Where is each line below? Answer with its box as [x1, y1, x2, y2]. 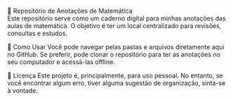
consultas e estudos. [7, 29, 68, 37]
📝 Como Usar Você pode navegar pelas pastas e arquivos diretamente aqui [7, 43, 225, 51]
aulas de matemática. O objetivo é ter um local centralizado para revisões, [7, 22, 222, 30]
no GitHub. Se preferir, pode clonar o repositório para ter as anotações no [7, 50, 221, 58]
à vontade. [7, 87, 39, 94]
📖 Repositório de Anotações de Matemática [7, 7, 133, 15]
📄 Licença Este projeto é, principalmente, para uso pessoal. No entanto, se [7, 71, 223, 80]
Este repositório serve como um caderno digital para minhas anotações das [7, 14, 226, 23]
